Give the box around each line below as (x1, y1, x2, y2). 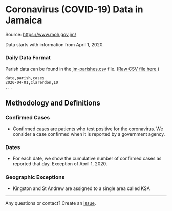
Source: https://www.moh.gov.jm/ (5, 31, 77, 37)
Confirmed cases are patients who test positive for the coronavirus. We (12, 125, 163, 132)
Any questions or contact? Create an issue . (5, 200, 96, 206)
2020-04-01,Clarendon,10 (5, 80, 58, 86)
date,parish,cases (5, 76, 45, 81)
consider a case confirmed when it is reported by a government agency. (12, 131, 165, 137)
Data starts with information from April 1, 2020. (5, 41, 104, 47)
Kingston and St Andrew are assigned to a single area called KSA (12, 185, 150, 192)
